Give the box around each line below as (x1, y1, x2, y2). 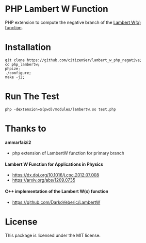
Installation (5, 42, 51, 53)
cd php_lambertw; (5, 62, 40, 67)
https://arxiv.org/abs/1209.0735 (12, 177, 76, 183)
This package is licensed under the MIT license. (5, 232, 101, 238)
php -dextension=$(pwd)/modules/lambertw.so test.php (5, 107, 116, 112)
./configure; (5, 70, 32, 75)
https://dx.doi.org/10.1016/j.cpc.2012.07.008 (12, 172, 99, 178)
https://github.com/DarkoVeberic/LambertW (12, 199, 100, 205)
